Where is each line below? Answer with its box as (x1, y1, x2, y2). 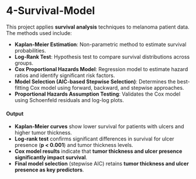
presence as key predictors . (14, 166, 84, 173)
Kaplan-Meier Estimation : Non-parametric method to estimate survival (14, 41, 187, 48)
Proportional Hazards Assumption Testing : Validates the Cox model (14, 90, 181, 97)
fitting (14, 84, 29, 91)
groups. (14, 59, 34, 66)
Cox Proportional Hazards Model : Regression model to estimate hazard (14, 65, 188, 72)
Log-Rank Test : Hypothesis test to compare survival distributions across (14, 53, 190, 60)
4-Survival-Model (6, 4, 95, 17)
